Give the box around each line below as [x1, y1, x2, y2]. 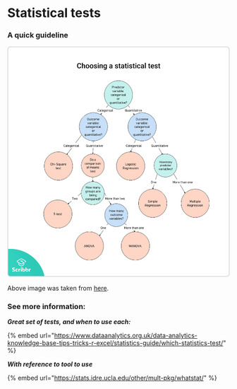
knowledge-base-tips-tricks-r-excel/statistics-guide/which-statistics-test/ [7, 339, 224, 347]
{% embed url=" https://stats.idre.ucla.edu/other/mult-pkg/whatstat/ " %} [7, 373, 217, 383]
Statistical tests [7, 5, 101, 21]
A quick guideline [7, 30, 68, 40]
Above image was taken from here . [7, 284, 109, 292]
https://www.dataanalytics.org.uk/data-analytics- [54, 331, 197, 340]
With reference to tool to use [7, 360, 93, 368]
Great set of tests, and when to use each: [7, 318, 131, 326]
